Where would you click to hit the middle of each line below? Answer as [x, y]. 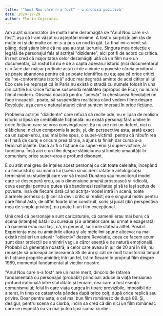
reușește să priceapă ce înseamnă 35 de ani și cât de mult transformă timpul [82, 253]
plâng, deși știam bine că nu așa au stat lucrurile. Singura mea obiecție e [78, 48]
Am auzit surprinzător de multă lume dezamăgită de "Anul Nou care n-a [77, 33]
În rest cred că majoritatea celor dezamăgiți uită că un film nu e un [71, 59]
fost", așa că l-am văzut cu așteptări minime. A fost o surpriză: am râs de [78, 38]
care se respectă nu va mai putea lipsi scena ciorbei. [58, 309]
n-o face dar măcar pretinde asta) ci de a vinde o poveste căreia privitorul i [81, 69]
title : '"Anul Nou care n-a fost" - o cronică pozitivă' [64, 10]
